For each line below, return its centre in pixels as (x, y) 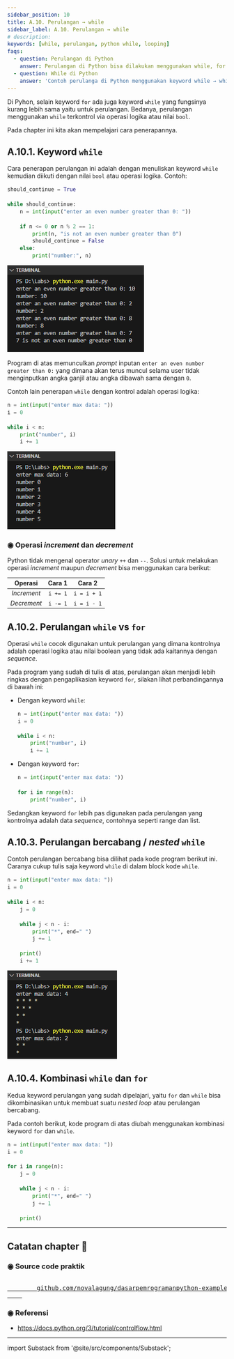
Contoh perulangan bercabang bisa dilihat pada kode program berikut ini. (112, 859)
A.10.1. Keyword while (55, 152)
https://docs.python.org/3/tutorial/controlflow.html (89, 1328)
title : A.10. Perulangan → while (56, 22)
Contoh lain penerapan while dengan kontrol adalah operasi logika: (103, 392)
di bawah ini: (25, 686)
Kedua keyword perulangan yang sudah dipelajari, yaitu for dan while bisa (114, 1095)
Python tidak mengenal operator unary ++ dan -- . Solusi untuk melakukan (112, 560)
